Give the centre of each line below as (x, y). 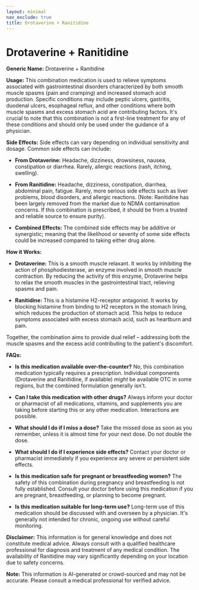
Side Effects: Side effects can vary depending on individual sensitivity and (97, 142)
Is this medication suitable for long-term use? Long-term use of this (99, 507)
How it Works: (24, 252)
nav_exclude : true (29, 17)
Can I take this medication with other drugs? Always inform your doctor (104, 398)
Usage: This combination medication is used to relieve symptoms (86, 80)
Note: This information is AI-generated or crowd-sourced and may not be (96, 574)
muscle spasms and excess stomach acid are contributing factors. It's (92, 112)
